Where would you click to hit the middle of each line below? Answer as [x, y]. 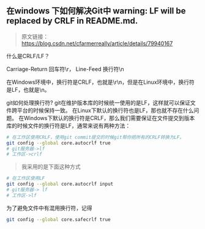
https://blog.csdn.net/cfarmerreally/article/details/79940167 [97, 43]
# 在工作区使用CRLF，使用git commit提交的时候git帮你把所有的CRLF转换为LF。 [95, 137]
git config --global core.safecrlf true [59, 219]
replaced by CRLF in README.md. [72, 21]
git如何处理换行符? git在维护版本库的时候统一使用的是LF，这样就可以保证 [99, 102]
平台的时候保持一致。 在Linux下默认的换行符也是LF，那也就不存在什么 [105, 110]
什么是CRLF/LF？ [28, 56]
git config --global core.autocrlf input [60, 184]
